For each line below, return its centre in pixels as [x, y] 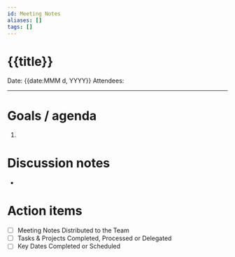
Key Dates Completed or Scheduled [69, 246]
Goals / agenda [52, 116]
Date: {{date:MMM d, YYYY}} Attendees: [66, 81]
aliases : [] [24, 20]
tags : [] [20, 27]
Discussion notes [59, 164]
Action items [45, 211]
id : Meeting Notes [34, 14]
